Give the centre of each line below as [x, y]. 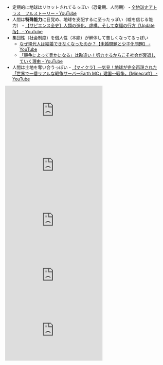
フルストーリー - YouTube [51, 13]
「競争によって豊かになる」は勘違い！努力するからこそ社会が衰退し [87, 55]
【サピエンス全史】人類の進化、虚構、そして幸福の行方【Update [90, 25]
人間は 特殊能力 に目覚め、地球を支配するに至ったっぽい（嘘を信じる [80, 19]
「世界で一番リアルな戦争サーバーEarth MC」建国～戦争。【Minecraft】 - [85, 73]
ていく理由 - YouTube [41, 61]
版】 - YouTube [27, 32]
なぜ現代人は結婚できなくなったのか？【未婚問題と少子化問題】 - [85, 44]
